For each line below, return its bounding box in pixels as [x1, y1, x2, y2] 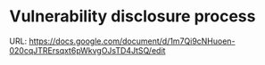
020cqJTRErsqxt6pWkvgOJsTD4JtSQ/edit [9, 45, 166, 55]
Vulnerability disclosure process [9, 6, 256, 27]
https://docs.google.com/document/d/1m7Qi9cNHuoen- [29, 36, 236, 46]
